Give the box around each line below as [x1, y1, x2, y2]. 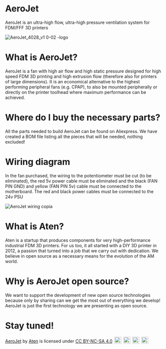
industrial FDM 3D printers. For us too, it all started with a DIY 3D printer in [5, 242, 157, 248]
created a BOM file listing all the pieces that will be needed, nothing [5, 134, 143, 140]
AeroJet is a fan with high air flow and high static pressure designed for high [5, 68, 161, 74]
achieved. [5, 94, 25, 100]
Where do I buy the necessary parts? [5, 112, 161, 123]
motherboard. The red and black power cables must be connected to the [5, 188, 154, 194]
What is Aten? [5, 220, 64, 232]
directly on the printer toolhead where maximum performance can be [5, 89, 146, 95]
